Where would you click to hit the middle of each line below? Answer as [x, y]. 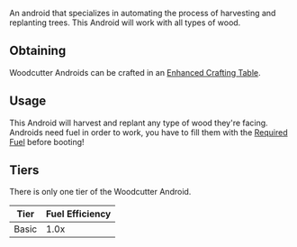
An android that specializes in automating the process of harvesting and [143, 13]
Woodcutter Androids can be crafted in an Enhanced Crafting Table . [135, 72]
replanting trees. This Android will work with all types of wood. [125, 23]
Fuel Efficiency [78, 214]
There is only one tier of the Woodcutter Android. [100, 192]
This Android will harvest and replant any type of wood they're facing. [139, 123]
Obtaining [38, 51]
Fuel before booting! [47, 142]
